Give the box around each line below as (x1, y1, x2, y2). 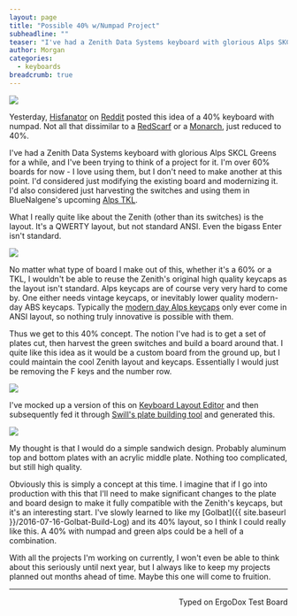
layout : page (9, 12, 57, 22)
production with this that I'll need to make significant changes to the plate (9, 488, 277, 498)
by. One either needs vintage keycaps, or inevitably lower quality (9, 292, 245, 303)
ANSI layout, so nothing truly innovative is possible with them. (9, 311, 234, 321)
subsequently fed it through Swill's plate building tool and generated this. (9, 409, 276, 420)
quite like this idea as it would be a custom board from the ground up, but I (9, 347, 281, 358)
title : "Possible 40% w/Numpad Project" (9, 21, 161, 30)
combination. (9, 535, 57, 545)
